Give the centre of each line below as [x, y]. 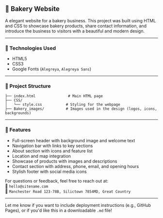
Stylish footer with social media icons [49, 171]
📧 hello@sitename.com [27, 186]
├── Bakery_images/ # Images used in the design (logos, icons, [81, 109]
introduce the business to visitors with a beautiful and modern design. [75, 31]
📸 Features [18, 130]
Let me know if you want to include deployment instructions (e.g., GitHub [78, 205]
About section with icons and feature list [52, 151]
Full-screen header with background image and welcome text [73, 140]
